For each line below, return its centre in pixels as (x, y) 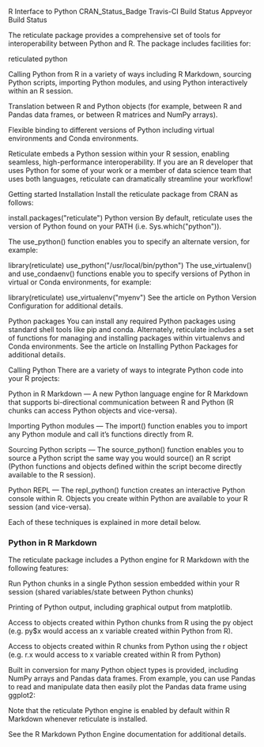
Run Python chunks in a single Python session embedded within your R (124, 583)
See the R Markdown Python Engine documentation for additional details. (127, 734)
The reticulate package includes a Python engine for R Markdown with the (129, 560)
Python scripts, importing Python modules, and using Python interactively (128, 83)
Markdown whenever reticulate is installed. (78, 719)
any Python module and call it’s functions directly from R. (101, 434)
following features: (39, 568)
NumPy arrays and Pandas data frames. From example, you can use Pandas (132, 678)
